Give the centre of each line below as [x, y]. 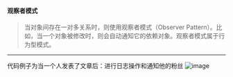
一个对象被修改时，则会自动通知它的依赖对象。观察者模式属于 [131, 36]
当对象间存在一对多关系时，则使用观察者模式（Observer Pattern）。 [120, 27]
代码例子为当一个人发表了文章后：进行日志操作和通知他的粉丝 [95, 66]
